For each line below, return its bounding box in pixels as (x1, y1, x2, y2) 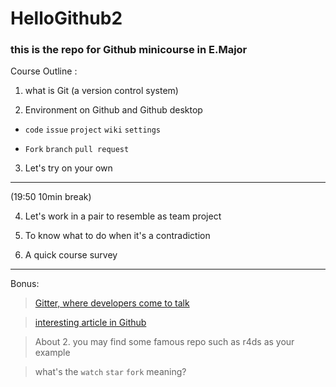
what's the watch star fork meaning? (34, 366, 187, 378)
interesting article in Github (34, 317, 147, 329)
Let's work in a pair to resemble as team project (24, 210, 222, 222)
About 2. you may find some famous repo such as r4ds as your (34, 336, 295, 348)
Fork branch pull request (24, 145, 130, 155)
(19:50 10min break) (10, 191, 92, 203)
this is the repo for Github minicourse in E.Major (10, 43, 248, 57)
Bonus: (10, 278, 40, 290)
